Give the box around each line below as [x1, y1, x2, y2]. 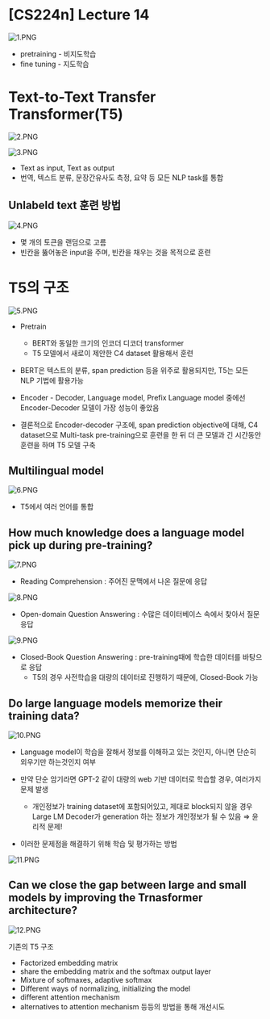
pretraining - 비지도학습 [19, 48, 97, 58]
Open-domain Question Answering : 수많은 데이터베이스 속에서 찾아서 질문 [19, 610, 260, 619]
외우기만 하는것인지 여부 [19, 757, 97, 767]
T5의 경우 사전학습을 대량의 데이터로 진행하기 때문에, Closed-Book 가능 [31, 673, 259, 682]
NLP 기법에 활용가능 [19, 375, 85, 385]
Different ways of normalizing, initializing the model [19, 983, 191, 993]
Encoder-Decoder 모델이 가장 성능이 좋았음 [19, 402, 160, 413]
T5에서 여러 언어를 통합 [19, 502, 94, 512]
